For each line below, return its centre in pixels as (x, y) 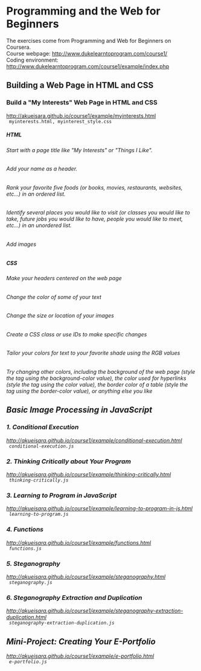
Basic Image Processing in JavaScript (79, 410)
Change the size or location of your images (60, 316)
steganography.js (30, 582)
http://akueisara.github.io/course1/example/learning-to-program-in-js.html (100, 509)
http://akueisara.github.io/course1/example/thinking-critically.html (89, 475)
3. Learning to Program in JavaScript (62, 495)
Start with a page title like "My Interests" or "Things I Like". (79, 150)
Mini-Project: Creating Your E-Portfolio (81, 641)
